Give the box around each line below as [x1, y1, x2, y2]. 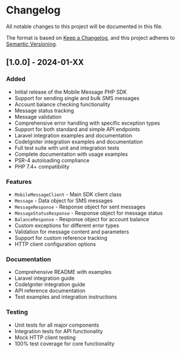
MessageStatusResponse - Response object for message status [14, 209, 163, 217]
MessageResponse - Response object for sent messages [14, 203, 146, 210]
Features [6, 177, 32, 186]
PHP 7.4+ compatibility [14, 163, 70, 170]
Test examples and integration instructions [14, 293, 117, 300]
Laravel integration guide [14, 275, 75, 282]
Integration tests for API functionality [14, 327, 103, 334]
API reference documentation [14, 287, 86, 294]
